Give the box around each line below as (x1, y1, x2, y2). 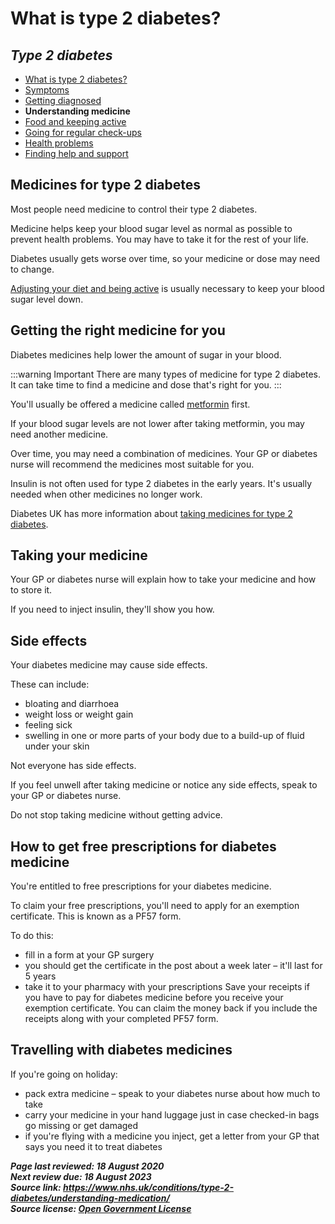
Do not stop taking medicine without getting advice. (10, 809, 223, 821)
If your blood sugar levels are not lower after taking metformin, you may (10, 417, 305, 429)
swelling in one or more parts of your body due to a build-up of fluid (24, 730, 305, 742)
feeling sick (24, 719, 73, 731)
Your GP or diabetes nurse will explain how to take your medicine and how (10, 573, 317, 586)
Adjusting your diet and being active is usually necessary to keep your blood (10, 282, 325, 294)
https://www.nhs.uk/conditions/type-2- (63, 1181, 234, 1193)
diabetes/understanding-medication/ (10, 1192, 170, 1204)
